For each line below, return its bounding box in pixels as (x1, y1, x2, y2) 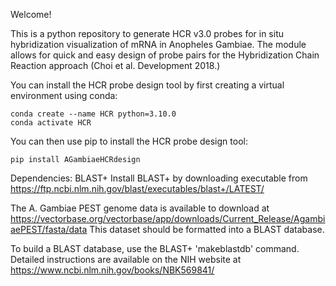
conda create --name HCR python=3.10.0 (10, 109, 177, 119)
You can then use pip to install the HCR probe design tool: (10, 135, 248, 147)
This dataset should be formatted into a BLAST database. (89, 224, 325, 235)
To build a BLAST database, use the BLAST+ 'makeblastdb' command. (10, 243, 300, 254)
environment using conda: (10, 90, 118, 101)
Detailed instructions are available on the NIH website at (10, 254, 242, 265)
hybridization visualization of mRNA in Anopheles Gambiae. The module (10, 39, 307, 50)
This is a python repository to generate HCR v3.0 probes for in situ (10, 28, 285, 39)
